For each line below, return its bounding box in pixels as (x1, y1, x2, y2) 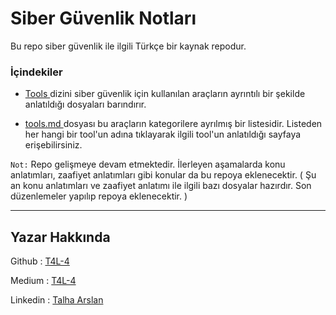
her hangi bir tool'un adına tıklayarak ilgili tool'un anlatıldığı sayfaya (24, 128, 302, 141)
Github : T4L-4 (10, 255, 70, 267)
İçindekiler (10, 65, 63, 79)
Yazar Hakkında (10, 228, 111, 246)
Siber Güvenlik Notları (10, 7, 197, 30)
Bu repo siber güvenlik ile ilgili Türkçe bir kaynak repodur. (10, 40, 247, 52)
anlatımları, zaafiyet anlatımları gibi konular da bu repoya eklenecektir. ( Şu (10, 169, 317, 181)
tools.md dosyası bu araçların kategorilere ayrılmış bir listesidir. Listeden (24, 118, 323, 130)
